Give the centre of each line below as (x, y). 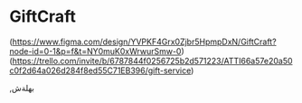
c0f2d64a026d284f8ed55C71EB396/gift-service (100, 70)
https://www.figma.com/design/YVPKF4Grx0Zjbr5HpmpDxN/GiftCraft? (145, 42)
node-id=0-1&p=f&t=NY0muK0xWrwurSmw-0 (95, 51)
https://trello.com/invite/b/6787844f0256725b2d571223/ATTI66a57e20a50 (152, 61)
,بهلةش (22, 88)
